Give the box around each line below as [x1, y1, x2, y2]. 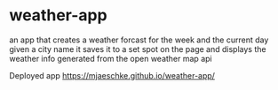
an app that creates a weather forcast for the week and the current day [9, 34, 269, 45]
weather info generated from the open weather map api [9, 53, 212, 64]
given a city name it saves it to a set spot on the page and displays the [9, 43, 266, 54]
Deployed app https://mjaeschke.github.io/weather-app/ [9, 70, 216, 80]
